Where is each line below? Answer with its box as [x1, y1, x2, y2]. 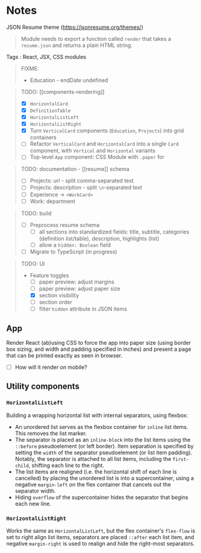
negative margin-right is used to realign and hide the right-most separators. [6, 540, 195, 548]
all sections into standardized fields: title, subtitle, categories [39, 228, 190, 235]
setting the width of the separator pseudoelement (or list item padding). [14, 449, 193, 456]
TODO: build [20, 209, 52, 217]
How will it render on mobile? [14, 363, 87, 371]
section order [39, 298, 72, 306]
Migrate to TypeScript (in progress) [29, 248, 117, 255]
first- [172, 456, 190, 462]
